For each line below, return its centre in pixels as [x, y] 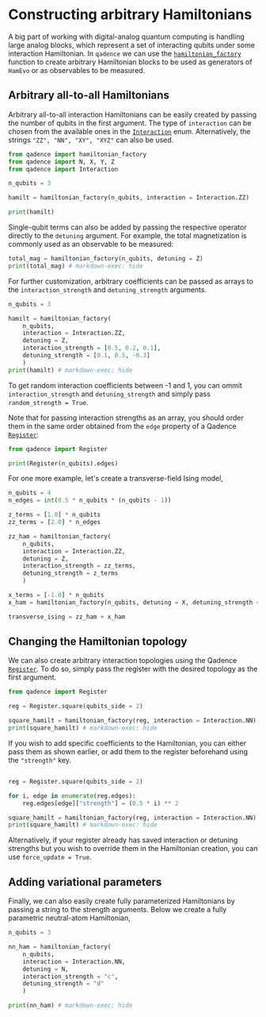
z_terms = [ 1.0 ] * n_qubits [55, 515]
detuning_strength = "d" [63, 984]
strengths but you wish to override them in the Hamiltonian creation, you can [133, 849]
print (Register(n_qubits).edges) [63, 463]
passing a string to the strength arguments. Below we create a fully [118, 910]
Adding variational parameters [85, 882]
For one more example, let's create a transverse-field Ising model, [116, 479]
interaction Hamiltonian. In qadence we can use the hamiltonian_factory [125, 53]
